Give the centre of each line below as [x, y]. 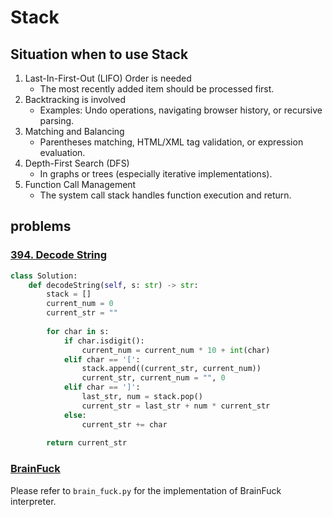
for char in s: [78, 331]
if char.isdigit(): [104, 341]
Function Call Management [80, 184]
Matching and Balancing [74, 131]
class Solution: [44, 276]
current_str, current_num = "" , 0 [153, 378]
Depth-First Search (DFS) [77, 163]
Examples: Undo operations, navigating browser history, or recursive [181, 110]
